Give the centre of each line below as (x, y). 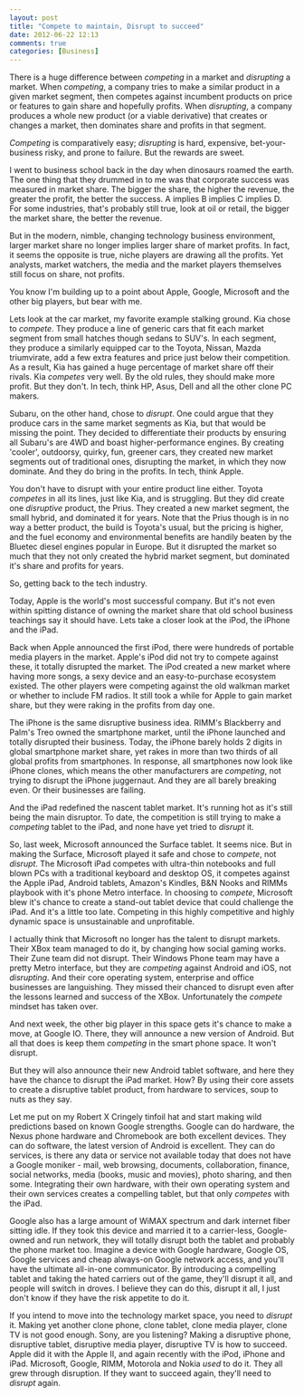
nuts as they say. (41, 1099)
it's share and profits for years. (66, 566)
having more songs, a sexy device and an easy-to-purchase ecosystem (142, 677)
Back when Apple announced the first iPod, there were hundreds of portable (152, 648)
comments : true (38, 43)
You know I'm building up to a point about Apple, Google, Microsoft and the (150, 292)
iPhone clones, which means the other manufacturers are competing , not (146, 771)
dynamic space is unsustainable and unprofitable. (102, 921)
